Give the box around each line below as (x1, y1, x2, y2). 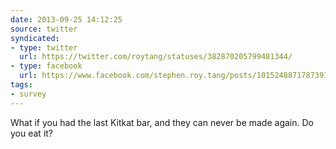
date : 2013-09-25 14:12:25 (10, 14, 123, 25)
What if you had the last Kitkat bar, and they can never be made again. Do (10, 116, 314, 128)
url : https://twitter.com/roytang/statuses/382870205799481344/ (19, 52, 293, 62)
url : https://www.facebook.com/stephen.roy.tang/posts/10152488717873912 (19, 71, 333, 81)
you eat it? (10, 127, 54, 139)
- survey (10, 89, 47, 99)
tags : (10, 80, 33, 90)
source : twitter (10, 24, 78, 34)
